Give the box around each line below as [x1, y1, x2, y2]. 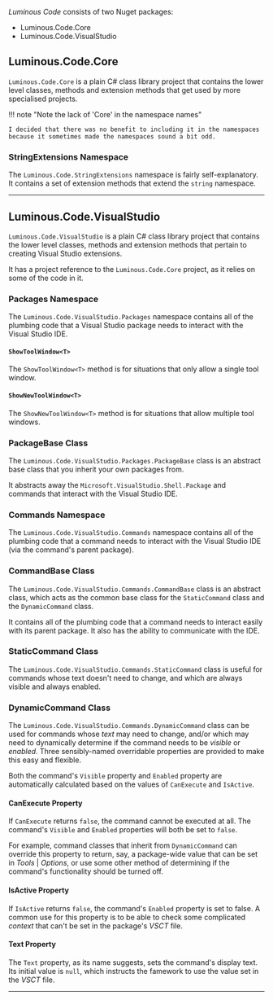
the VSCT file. [8, 975, 55, 985]
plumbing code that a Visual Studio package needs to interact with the [8, 321, 244, 331]
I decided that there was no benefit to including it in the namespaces [8, 125, 260, 134]
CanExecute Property [8, 798, 83, 808]
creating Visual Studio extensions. [8, 248, 123, 258]
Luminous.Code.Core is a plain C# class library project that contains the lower [8, 77, 264, 86]
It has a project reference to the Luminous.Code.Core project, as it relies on [8, 264, 256, 274]
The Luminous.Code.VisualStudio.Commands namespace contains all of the [8, 528, 253, 537]
